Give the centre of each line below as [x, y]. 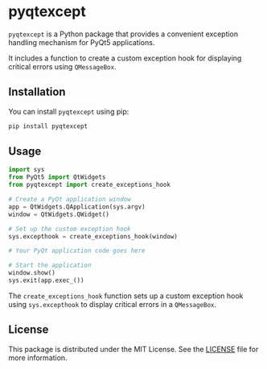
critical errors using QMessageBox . [62, 66]
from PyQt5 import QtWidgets [57, 177]
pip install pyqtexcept [48, 126]
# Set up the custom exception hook [70, 229]
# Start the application [50, 265]
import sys [27, 170]
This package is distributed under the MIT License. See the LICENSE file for [133, 349]
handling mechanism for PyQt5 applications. [82, 42]
